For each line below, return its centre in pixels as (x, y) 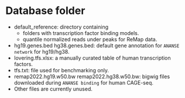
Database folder (45, 11)
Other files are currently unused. (53, 89)
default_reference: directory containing (61, 27)
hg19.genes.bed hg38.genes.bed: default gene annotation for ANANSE (97, 45)
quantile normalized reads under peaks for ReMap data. (90, 39)
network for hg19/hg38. (42, 51)
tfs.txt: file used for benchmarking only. (61, 70)
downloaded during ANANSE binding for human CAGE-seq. (83, 82)
